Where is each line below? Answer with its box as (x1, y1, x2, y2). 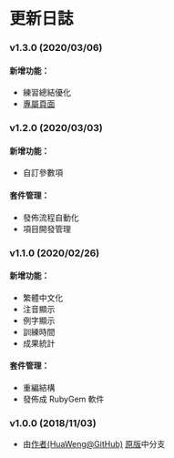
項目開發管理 (22, 223, 71, 234)
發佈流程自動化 (22, 211, 79, 223)
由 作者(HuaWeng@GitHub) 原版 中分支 (22, 439, 166, 450)
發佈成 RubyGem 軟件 (22, 393, 105, 404)
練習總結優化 (22, 87, 71, 98)
